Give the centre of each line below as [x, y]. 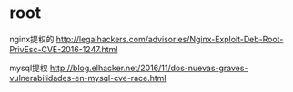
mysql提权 [29, 68]
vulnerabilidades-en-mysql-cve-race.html [88, 78]
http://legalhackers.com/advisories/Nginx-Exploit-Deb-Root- [170, 39]
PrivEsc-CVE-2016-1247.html [64, 49]
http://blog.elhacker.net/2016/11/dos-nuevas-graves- [149, 68]
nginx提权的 [32, 39]
